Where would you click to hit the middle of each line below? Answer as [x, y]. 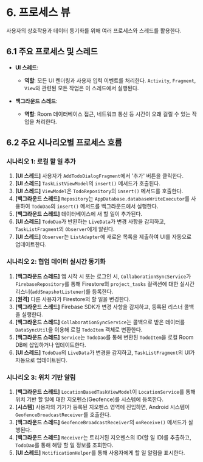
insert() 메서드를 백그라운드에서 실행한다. [108, 206]
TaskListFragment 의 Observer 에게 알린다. [65, 229]
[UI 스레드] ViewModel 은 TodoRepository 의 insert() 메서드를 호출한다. [99, 191]
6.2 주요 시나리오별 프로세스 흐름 [64, 143]
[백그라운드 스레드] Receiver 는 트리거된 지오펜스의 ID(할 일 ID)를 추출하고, [103, 438]
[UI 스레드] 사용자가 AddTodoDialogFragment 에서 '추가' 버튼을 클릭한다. [99, 176]
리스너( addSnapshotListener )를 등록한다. [64, 291]
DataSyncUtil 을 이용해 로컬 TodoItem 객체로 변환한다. [79, 329]
